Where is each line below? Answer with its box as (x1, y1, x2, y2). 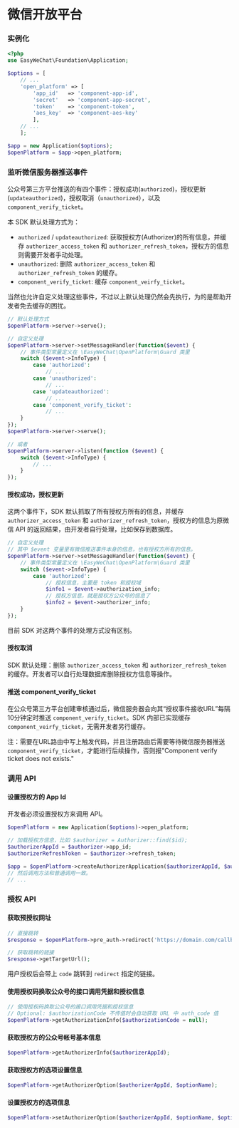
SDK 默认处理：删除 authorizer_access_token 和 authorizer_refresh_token (7, 661, 227, 670)
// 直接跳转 (7, 929, 39, 937)
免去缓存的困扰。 (19, 301, 70, 310)
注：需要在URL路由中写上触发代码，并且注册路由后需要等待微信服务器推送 (7, 738, 225, 746)
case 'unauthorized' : (33, 375, 97, 382)
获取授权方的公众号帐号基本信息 (7, 1033, 101, 1041)
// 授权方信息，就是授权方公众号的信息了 (45, 592, 151, 599)
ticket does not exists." (7, 755, 75, 763)
